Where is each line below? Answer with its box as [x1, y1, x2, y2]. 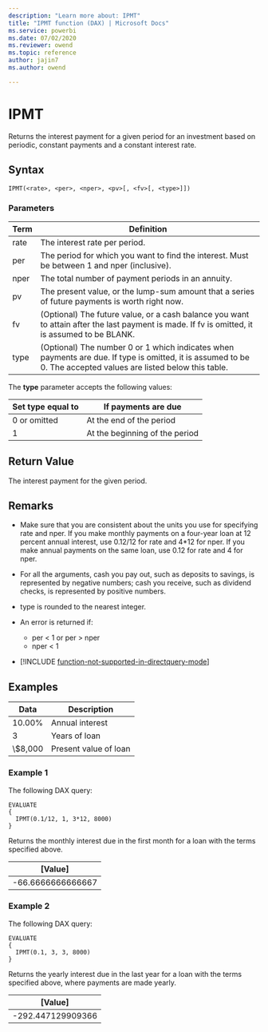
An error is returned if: [19, 617, 93, 627]
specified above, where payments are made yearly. [8, 978, 177, 987]
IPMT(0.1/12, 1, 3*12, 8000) [15, 815, 112, 823]
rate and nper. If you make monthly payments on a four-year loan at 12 [19, 529, 251, 538]
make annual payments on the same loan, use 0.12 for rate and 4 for [19, 546, 243, 555]
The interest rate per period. [40, 236, 146, 248]
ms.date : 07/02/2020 [8, 34, 77, 42]
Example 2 [8, 900, 50, 911]
